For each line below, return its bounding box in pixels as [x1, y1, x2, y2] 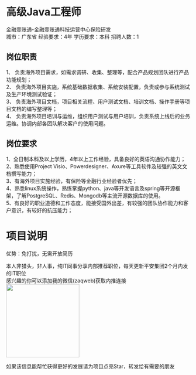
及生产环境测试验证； [6, 90, 57, 97]
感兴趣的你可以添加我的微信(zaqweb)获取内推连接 [6, 277, 127, 284]
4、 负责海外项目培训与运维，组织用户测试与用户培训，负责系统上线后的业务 [6, 112, 190, 120]
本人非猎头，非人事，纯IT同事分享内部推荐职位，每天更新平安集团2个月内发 [6, 262, 188, 270]
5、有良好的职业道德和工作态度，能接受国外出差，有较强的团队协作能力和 [6, 199, 184, 206]
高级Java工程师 [6, 5, 81, 19]
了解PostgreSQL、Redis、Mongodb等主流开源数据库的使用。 [16, 192, 164, 199]
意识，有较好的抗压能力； [11, 206, 73, 214]
